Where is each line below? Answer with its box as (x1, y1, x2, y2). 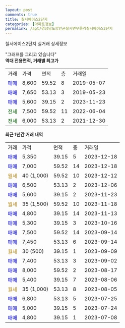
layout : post (5, 7, 33, 13)
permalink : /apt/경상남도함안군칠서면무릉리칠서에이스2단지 (5, 26, 113, 31)
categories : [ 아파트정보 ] (5, 21, 54, 27)
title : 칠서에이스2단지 (5, 17, 48, 22)
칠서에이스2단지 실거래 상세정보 (5, 41, 68, 47)
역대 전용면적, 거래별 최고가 (5, 58, 59, 64)
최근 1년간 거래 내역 (5, 132, 43, 138)
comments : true (5, 12, 37, 17)
